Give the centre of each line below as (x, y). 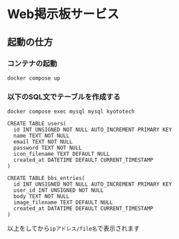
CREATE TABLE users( (37, 124)
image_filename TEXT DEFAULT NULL (63, 203)
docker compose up (34, 78)
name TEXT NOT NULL (42, 136)
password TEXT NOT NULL (48, 148)
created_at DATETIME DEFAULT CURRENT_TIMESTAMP (84, 160)
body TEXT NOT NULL (42, 197)
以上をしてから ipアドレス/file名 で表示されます (74, 229)
